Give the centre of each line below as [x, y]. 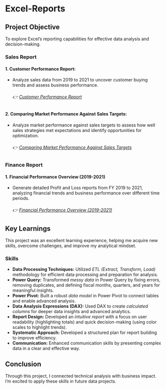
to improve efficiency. [34, 338]
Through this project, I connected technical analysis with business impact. [81, 376]
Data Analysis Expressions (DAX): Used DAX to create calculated [80, 306]
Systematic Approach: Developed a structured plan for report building [84, 332]
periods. [21, 198]
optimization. [26, 135]
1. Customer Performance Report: [40, 69]
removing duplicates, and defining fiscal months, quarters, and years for [86, 285]
